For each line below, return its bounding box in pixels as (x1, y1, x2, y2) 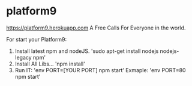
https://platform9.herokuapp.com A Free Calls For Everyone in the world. (6, 24, 186, 31)
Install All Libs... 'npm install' (14, 60, 85, 67)
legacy (14, 54, 32, 61)
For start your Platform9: (6, 35, 67, 43)
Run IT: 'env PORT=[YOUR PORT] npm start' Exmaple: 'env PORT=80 (14, 66, 186, 73)
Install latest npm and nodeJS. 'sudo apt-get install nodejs (14, 47, 159, 55)
